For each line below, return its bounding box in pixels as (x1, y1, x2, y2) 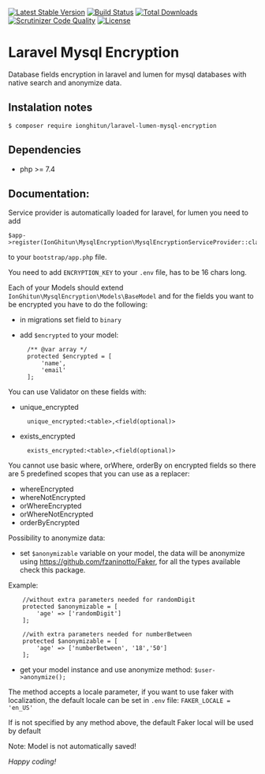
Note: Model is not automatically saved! (8, 742, 136, 751)
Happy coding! (8, 757, 57, 766)
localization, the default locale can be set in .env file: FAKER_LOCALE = (8, 696, 231, 705)
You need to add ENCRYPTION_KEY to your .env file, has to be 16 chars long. (8, 268, 247, 277)
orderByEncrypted (19, 518, 80, 528)
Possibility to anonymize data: (8, 533, 106, 543)
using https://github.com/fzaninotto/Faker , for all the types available (19, 557, 241, 566)
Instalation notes (8, 101, 93, 115)
